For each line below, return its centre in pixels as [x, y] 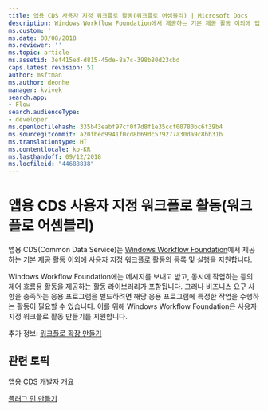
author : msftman [35, 75]
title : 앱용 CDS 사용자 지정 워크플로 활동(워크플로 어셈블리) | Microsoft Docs [128, 16]
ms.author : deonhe [39, 82]
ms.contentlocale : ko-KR [49, 149]
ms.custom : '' [32, 30]
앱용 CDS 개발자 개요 [41, 381]
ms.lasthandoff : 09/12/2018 [55, 156]
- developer [28, 120]
